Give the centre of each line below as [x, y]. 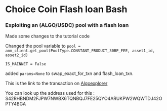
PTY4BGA [16, 104]
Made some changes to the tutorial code [48, 36]
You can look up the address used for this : [50, 93]
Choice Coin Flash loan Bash [66, 9]
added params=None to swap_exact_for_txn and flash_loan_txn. [69, 73]
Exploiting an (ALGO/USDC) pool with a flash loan [67, 25]
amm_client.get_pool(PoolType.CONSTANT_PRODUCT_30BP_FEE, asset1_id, [80, 51]
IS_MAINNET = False [26, 64]
